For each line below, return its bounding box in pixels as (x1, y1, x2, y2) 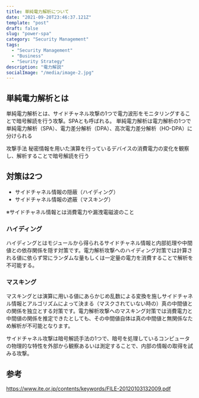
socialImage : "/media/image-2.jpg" (6, 70, 94, 76)
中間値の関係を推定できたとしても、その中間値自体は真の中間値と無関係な (6, 315, 188, 322)
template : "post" (6, 20, 49, 26)
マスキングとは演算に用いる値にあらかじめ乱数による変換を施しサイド (6, 293, 178, 300)
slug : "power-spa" (6, 31, 52, 37)
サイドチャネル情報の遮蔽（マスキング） (14, 196, 114, 203)
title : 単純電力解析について (6, 8, 70, 15)
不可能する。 (6, 262, 37, 269)
